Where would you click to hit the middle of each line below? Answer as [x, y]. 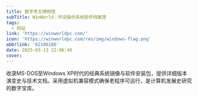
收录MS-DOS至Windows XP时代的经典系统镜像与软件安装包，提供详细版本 [97, 73]
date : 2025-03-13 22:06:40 [39, 50]
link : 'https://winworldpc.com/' [47, 34]
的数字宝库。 [22, 88]
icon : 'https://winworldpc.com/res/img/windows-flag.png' [79, 39]
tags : [13, 22]
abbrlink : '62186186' [33, 45]
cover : [14, 56]
